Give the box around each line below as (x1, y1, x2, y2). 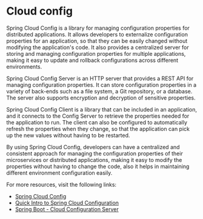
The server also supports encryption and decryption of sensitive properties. (6, 94, 196, 101)
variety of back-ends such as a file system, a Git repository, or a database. (6, 87, 193, 95)
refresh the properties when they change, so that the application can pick (6, 125, 190, 132)
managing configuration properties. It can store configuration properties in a (6, 81, 197, 89)
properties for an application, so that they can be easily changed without (6, 37, 188, 44)
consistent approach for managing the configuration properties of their (6, 150, 183, 157)
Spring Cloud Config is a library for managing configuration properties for (6, 24, 190, 32)
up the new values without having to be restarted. (6, 132, 130, 139)
